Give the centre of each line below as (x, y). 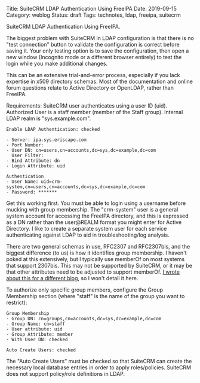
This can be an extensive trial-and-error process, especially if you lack (93, 75)
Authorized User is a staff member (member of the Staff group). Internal (95, 112)
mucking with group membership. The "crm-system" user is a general (92, 209)
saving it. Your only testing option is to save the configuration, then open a (98, 51)
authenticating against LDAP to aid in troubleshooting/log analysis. (88, 235)
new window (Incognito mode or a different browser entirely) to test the (94, 57)
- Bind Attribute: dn (33, 161)
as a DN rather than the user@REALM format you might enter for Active (94, 222)
